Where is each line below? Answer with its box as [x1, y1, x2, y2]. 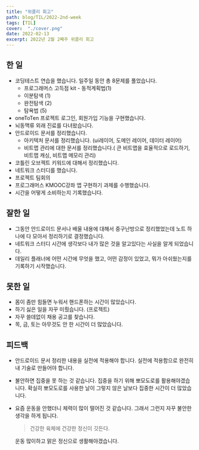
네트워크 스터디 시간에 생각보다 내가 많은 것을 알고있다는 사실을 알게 [14, 240, 173, 247]
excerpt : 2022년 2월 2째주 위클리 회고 [6, 36, 94, 42]
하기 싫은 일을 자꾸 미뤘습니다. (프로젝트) [14, 306, 110, 313]
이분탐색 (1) [23, 92, 51, 99]
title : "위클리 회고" [6, 8, 54, 15]
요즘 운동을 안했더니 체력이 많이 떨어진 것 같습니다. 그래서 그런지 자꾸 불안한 [14, 405, 192, 412]
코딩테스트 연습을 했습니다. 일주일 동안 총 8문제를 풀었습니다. [14, 77, 157, 84]
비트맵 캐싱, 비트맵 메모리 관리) [23, 152, 96, 159]
